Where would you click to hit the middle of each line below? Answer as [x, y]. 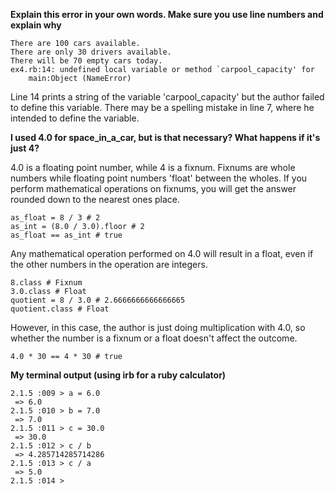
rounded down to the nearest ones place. [95, 199]
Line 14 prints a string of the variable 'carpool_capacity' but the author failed [167, 97]
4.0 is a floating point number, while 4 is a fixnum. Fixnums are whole [153, 167]
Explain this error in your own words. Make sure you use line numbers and [167, 14]
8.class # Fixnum [46, 283]
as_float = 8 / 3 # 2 [55, 218]
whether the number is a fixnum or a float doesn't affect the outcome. [154, 338]
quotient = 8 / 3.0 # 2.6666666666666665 [98, 300]
